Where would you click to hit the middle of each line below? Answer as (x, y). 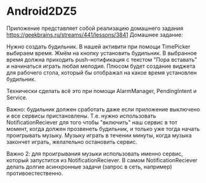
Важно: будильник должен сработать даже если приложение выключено (103, 109)
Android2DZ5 (42, 11)
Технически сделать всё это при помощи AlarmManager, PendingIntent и (101, 91)
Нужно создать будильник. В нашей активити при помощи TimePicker (98, 47)
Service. (17, 97)
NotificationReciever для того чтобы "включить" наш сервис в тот (92, 122)
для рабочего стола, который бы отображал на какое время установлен (101, 72)
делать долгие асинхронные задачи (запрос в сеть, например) (89, 166)
